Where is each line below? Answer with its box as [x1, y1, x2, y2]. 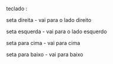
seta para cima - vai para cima [6, 40, 80, 46]
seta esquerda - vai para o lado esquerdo [6, 28, 108, 35]
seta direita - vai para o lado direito [6, 17, 92, 23]
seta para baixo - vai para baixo [6, 51, 83, 58]
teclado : [6, 5, 28, 12]
